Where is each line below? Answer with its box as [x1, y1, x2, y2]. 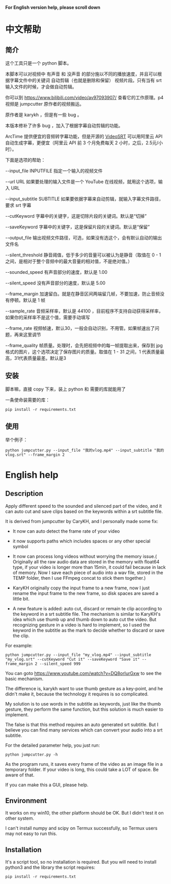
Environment [5, 796, 47, 805]
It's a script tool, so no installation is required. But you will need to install [5, 859, 157, 865]
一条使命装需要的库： [5, 397, 50, 403]
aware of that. [5, 772, 35, 778]
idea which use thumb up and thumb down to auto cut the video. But [12, 616, 157, 622]
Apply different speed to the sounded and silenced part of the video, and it [5, 503, 162, 509]
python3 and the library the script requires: [5, 864, 96, 871]
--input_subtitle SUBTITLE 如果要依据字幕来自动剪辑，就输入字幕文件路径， [5, 196, 164, 202]
